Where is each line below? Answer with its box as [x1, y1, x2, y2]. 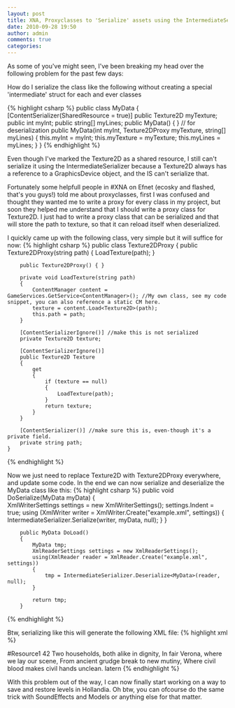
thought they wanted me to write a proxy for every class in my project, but [7, 198, 221, 206]
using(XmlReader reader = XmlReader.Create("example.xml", [32, 554, 208, 561]
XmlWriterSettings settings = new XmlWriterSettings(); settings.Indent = [7, 501, 215, 509]
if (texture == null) [44, 378, 108, 385]
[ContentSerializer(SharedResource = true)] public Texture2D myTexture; [7, 111, 218, 120]
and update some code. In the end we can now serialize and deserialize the [7, 479, 225, 486]
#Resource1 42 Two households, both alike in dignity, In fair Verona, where [7, 649, 222, 658]
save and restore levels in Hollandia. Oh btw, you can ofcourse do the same [7, 686, 225, 693]
